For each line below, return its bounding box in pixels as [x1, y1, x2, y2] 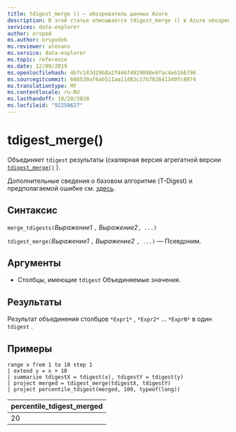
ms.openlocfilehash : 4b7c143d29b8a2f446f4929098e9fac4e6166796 [7, 69, 197, 76]
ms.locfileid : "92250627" [7, 102, 83, 109]
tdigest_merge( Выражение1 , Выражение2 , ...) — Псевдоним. [7, 236, 202, 245]
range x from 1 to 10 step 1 [7, 362, 93, 369]
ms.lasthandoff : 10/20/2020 [7, 96, 90, 103]
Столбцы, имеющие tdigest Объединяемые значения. [17, 276, 181, 284]
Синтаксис [7, 205, 58, 217]
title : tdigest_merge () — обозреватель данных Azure [7, 10, 169, 18]
